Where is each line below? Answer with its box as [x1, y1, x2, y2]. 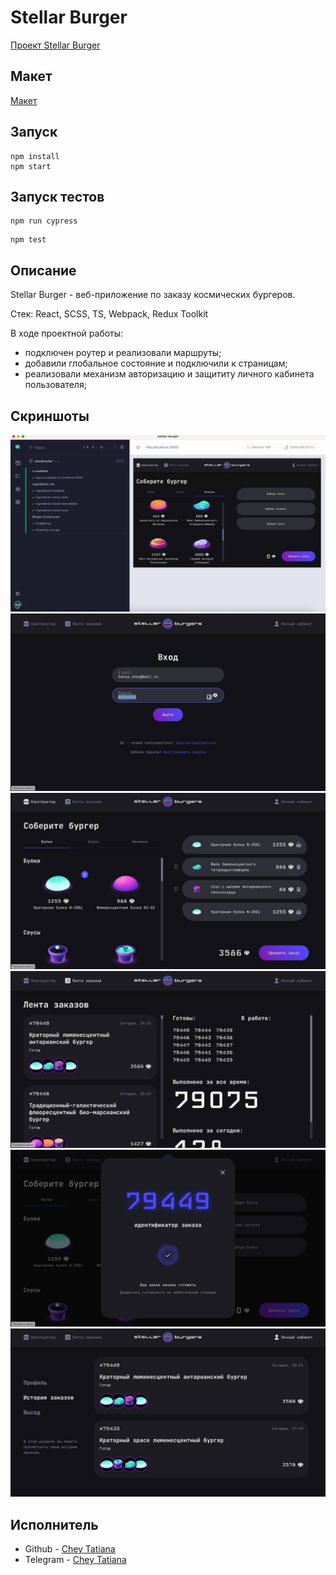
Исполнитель [10, 1516, 99, 1533]
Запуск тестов [10, 188, 105, 205]
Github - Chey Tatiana [24, 1543, 116, 1555]
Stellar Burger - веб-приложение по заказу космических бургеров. [10, 289, 296, 301]
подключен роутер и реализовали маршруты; [24, 347, 222, 359]
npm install [10, 151, 60, 161]
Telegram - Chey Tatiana [24, 1554, 127, 1566]
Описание [10, 262, 77, 279]
